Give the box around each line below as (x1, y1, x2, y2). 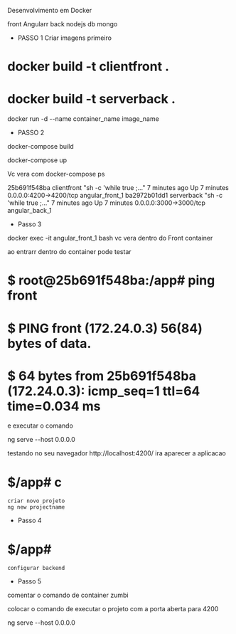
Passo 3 (17, 220, 42, 228)
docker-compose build (7, 142, 74, 151)
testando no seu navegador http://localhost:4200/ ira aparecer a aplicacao (7, 449, 226, 458)
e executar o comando (7, 421, 73, 430)
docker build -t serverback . (7, 91, 176, 107)
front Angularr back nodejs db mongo (7, 20, 118, 28)
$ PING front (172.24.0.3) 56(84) (7, 320, 203, 337)
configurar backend (7, 565, 65, 572)
